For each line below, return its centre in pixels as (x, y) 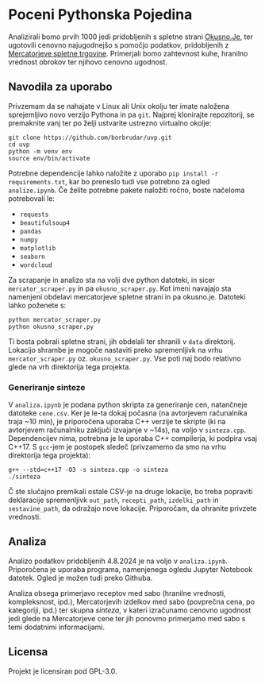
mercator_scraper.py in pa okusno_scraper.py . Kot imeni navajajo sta (120, 288)
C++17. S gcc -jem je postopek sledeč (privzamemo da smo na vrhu (117, 447)
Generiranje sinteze (47, 387)
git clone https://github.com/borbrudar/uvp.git (90, 137)
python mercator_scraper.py (55, 319)
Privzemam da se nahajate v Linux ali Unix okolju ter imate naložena (119, 106)
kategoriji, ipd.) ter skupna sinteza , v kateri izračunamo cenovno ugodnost (130, 610)
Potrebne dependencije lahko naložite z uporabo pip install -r (113, 173)
